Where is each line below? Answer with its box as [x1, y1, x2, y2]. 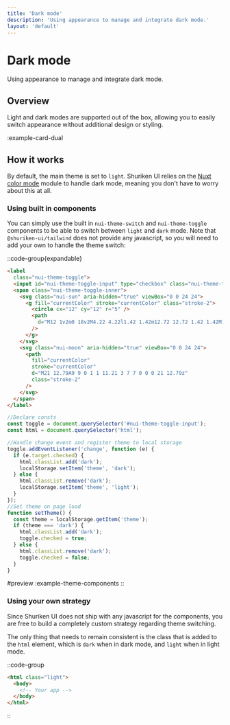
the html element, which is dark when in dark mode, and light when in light [7, 640, 220, 648]
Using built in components [7, 203, 97, 213]
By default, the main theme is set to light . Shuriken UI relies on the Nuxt [7, 172, 212, 180]
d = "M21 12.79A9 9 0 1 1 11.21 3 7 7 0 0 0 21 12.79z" [31, 370, 188, 377]
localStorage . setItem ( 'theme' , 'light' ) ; [19, 484, 139, 491]
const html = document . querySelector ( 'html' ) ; [7, 427, 142, 434]
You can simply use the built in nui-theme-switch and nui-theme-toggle [7, 219, 207, 227]
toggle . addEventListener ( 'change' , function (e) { [7, 446, 155, 452]
